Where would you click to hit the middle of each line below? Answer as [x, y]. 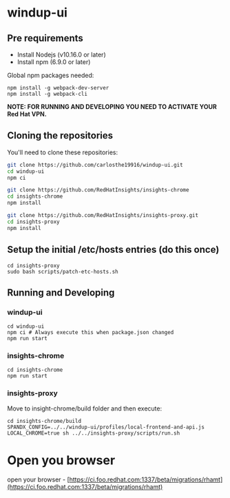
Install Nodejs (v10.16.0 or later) [61, 54]
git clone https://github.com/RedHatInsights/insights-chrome [98, 190]
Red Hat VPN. [27, 114]
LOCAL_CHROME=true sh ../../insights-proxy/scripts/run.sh [94, 433]
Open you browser [61, 460]
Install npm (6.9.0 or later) [54, 62]
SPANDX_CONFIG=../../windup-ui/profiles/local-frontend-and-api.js [106, 427]
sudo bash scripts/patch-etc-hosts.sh [63, 271]
